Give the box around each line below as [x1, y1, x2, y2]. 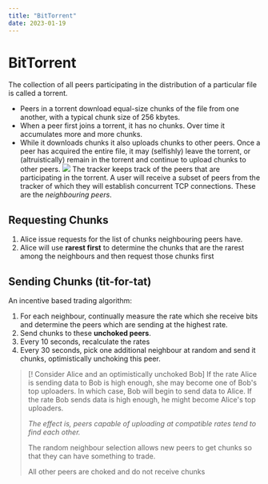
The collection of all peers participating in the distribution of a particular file [8, 80, 258, 90]
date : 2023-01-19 [8, 19, 66, 27]
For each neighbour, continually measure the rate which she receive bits [19, 311, 258, 321]
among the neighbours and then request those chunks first [19, 251, 214, 261]
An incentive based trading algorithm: [8, 296, 132, 306]
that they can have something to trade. [27, 451, 156, 461]
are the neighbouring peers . [19, 190, 112, 200]
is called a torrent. [8, 89, 68, 98]
